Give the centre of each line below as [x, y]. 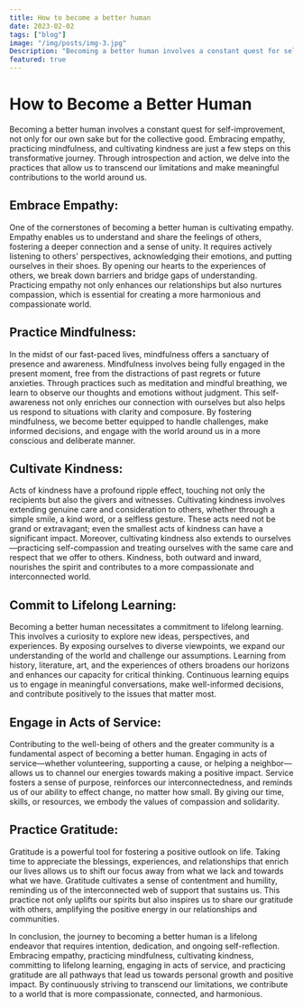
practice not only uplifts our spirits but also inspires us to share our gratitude [151, 900]
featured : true [38, 60]
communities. [35, 919]
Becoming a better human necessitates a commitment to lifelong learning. [147, 627]
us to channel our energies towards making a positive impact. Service [164, 773]
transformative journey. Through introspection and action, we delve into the [150, 158]
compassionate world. [50, 304]
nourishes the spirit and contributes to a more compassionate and [132, 567]
